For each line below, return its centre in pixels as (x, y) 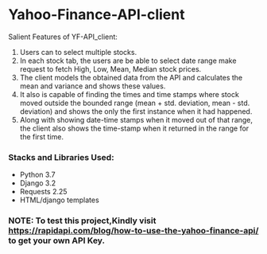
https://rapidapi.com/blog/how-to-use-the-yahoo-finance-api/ (133, 231)
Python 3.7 (37, 175)
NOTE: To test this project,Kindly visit (82, 221)
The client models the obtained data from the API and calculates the (131, 77)
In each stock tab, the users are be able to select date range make (128, 61)
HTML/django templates (59, 200)
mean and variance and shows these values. (93, 86)
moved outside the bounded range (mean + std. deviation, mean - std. (135, 103)
